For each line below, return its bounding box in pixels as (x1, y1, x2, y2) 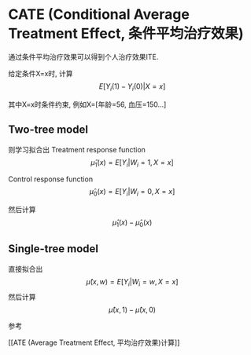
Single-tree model (8, 242, 99, 256)
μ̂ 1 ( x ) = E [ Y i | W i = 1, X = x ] (90, 157, 175, 169)
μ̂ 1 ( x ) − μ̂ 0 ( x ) (112, 218, 153, 229)
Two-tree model (8, 123, 89, 137)
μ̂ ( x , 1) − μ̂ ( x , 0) (109, 305, 156, 314)
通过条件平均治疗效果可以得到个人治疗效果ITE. (8, 52, 159, 61)
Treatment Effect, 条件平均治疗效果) (8, 25, 244, 42)
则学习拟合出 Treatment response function (8, 145, 146, 154)
